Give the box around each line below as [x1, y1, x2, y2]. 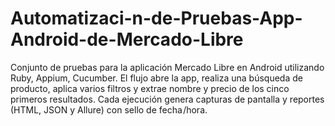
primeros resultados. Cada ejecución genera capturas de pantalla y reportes [10, 93, 325, 105]
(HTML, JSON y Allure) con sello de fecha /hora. [10, 103, 208, 116]
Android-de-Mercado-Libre [10, 28, 244, 51]
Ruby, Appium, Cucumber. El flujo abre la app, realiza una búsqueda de [10, 72, 303, 84]
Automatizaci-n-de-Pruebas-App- [10, 7, 303, 30]
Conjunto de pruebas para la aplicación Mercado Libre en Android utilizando [10, 61, 325, 73]
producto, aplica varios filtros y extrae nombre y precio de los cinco [10, 82, 290, 94]
